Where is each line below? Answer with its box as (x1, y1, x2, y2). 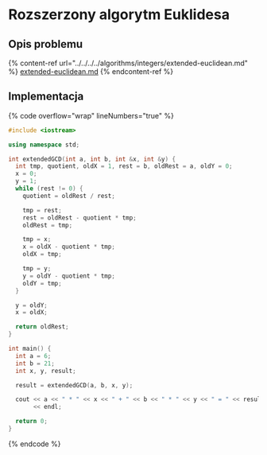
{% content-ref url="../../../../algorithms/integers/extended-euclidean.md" (8, 58, 249, 68)
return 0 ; (15, 418, 48, 426)
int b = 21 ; (15, 360, 56, 367)
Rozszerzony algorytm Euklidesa (8, 6, 230, 24)
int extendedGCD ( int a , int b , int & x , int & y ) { (8, 155, 176, 163)
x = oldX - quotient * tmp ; (22, 243, 115, 251)
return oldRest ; (15, 323, 69, 331)
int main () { (8, 344, 52, 353)
